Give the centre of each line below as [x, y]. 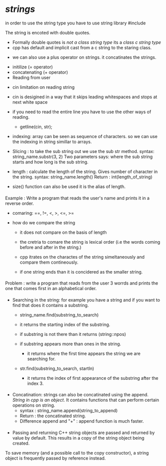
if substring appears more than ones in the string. [70, 344]
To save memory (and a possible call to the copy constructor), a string [77, 453]
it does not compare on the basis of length [63, 232]
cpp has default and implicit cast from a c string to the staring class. [82, 47]
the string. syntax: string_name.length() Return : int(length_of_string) [82, 177]
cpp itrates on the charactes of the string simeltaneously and [82, 257]
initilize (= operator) [33, 67]
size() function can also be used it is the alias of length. [69, 186]
